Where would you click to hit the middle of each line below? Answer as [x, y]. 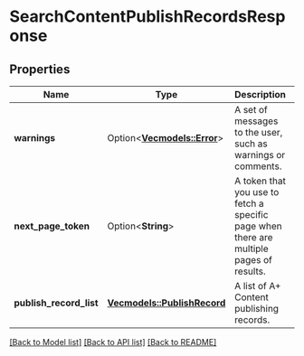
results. [250, 271]
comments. [258, 166]
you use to [257, 192]
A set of [252, 110]
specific [252, 215]
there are [254, 237]
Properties [40, 69]
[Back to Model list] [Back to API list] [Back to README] [113, 342]
